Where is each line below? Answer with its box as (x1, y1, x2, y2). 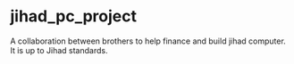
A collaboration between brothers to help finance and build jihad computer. (10, 36, 287, 46)
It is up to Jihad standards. (10, 44, 108, 55)
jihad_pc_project (10, 6, 138, 27)
